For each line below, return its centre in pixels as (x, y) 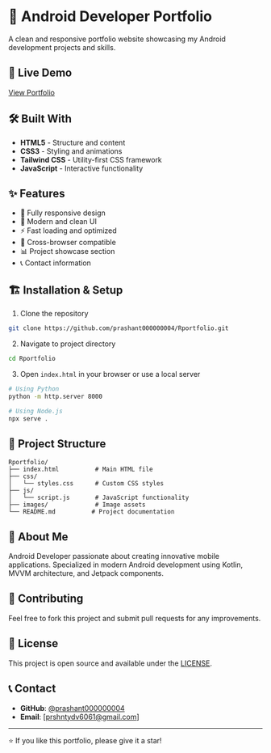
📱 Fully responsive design (63, 213)
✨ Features (37, 193)
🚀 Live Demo (40, 73)
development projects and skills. (62, 47)
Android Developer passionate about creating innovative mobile (114, 556)
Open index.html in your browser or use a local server (110, 374)
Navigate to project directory (68, 344)
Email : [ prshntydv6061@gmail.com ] (79, 717)
